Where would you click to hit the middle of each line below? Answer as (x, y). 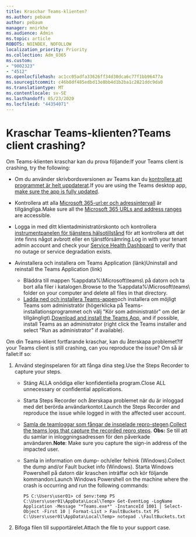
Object (31, 512)
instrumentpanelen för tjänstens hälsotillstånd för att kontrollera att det (99, 233)
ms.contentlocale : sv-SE (36, 93)
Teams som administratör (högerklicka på (73, 306)
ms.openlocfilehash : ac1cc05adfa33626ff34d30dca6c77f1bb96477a (85, 77)
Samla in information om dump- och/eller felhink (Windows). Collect (104, 461)
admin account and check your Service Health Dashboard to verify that (100, 245)
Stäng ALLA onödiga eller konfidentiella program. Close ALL (94, 383)
